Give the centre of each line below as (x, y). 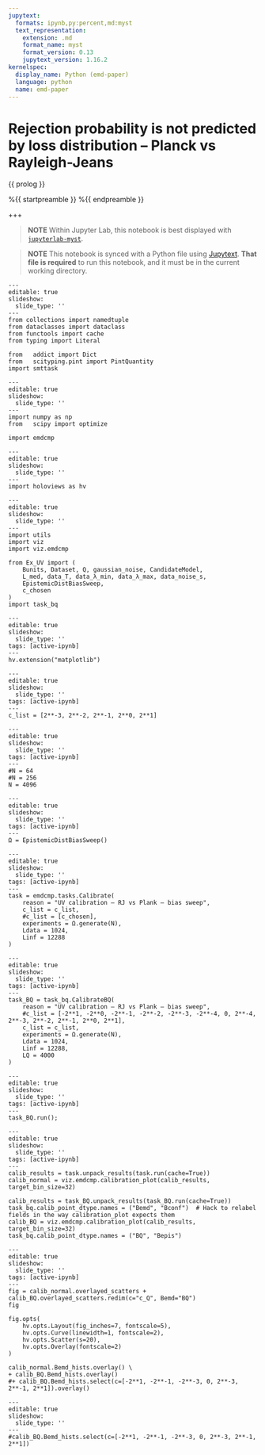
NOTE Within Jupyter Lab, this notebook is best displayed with (129, 230)
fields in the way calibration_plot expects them (92, 1215)
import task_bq (33, 605)
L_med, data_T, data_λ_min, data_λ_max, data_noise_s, (115, 577)
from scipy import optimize (58, 424)
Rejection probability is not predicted (132, 128)
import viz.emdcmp (38, 549)
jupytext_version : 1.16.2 (65, 60)
